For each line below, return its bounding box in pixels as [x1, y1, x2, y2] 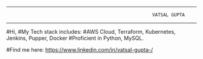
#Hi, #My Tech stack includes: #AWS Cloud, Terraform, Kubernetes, [6, 28, 176, 35]
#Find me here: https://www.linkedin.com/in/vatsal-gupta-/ [6, 46, 153, 53]
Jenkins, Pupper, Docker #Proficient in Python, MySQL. [6, 34, 144, 42]
